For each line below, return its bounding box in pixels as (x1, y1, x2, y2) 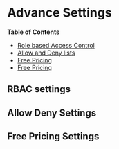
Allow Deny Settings (7, 107, 97, 119)
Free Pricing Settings (7, 130, 100, 143)
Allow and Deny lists (17, 49, 75, 57)
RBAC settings (7, 83, 71, 95)
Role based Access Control (17, 41, 95, 49)
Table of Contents (7, 28, 60, 36)
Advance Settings (7, 5, 112, 21)
